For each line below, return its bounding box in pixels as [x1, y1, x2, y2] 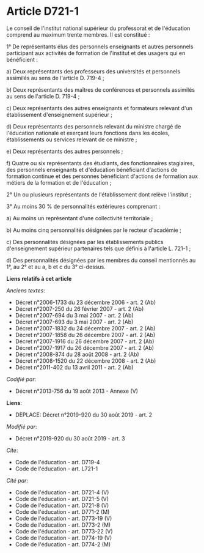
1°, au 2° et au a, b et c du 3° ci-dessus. [6, 263, 106, 270]
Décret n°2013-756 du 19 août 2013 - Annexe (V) [15, 387, 139, 395]
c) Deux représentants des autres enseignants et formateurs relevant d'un [6, 104, 192, 111]
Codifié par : [6, 375, 37, 383]
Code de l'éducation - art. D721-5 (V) [15, 495, 109, 502]
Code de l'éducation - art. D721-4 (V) [15, 488, 109, 496]
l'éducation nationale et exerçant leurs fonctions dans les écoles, [6, 129, 170, 136]
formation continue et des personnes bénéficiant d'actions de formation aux [6, 173, 199, 180]
